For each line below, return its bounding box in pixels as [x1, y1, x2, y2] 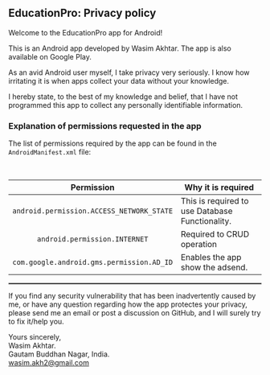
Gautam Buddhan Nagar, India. [8, 349, 110, 359]
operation [180, 239, 218, 250]
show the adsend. [180, 262, 248, 273]
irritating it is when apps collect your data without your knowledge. [8, 76, 230, 85]
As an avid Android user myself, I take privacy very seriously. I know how [8, 68, 251, 77]
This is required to [180, 196, 249, 207]
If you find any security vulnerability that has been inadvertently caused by [8, 291, 256, 301]
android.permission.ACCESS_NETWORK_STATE [12, 207, 174, 216]
